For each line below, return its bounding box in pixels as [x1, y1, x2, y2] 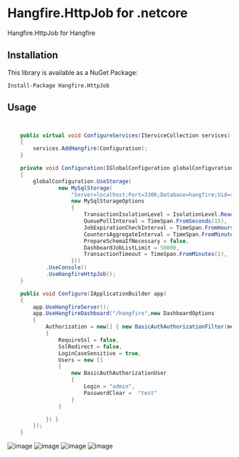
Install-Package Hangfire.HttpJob [7, 82, 110, 89]
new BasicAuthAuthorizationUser [70, 369, 167, 377]
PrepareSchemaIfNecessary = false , [83, 237, 190, 245]
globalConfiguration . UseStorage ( [33, 178, 132, 185]
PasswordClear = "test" [83, 389, 158, 396]
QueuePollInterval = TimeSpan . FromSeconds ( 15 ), [83, 217, 228, 225]
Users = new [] [58, 356, 103, 364]
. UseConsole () [45, 264, 87, 272]
